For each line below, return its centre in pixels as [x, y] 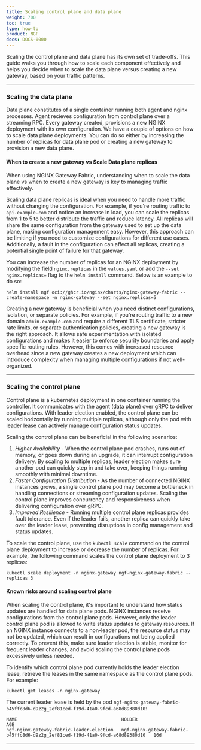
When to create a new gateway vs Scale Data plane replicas [82, 162]
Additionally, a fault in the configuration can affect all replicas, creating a [95, 244]
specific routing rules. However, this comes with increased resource [90, 347]
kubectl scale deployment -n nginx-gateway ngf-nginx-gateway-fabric [95, 573]
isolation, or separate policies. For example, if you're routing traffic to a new [99, 314]
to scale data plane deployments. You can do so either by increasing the [95, 135]
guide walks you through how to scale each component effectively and [94, 63]
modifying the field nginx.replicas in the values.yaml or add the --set [93, 268]
